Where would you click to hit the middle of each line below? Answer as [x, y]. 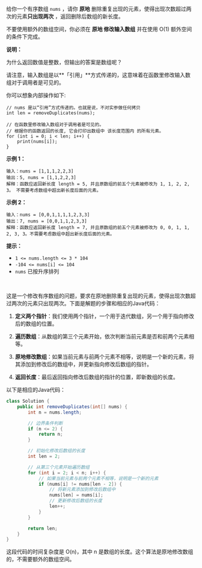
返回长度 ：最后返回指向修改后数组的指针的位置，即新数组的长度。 [96, 377]
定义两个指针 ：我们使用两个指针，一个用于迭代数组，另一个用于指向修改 [104, 316]
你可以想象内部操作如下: [36, 95]
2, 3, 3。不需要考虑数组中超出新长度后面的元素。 [60, 234]
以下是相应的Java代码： [36, 390]
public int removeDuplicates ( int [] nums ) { [72, 407]
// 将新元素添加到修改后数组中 [82, 490]
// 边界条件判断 [45, 423]
